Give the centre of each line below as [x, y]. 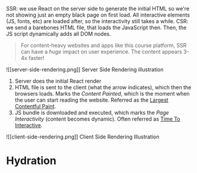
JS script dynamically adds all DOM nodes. [59, 34]
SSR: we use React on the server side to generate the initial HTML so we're [98, 9]
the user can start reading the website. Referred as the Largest [91, 100]
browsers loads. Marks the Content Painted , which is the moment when [102, 94]
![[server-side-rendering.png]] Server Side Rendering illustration [85, 70]
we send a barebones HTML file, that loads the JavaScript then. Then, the [96, 27]
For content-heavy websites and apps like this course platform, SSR [104, 45]
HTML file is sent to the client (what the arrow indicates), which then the [103, 87]
